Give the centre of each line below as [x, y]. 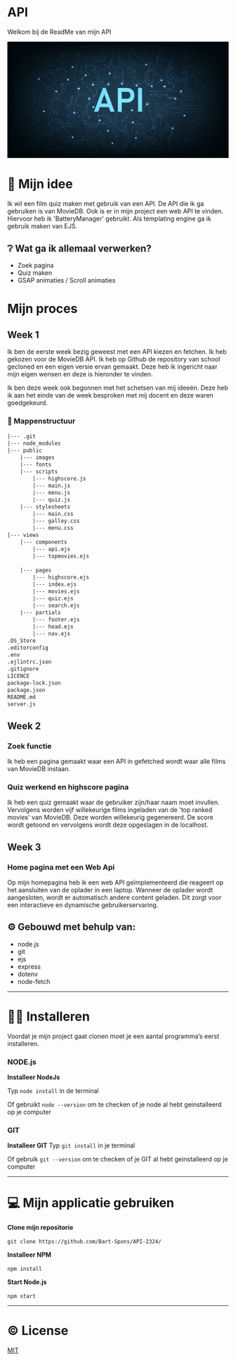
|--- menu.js [52, 493]
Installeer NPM [29, 1255]
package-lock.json [34, 683]
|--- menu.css [53, 528]
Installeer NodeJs [34, 1077]
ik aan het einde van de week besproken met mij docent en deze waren [111, 395]
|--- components [44, 542]
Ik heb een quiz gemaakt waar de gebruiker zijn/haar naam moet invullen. [113, 802]
